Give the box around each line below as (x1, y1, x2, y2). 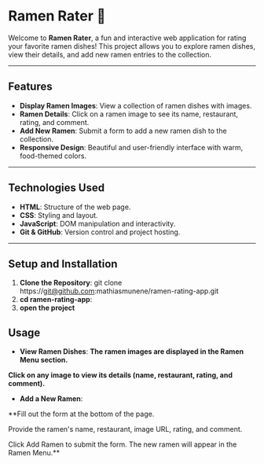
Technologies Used (8, 181, 104, 195)
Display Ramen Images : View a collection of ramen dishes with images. (19, 101, 252, 110)
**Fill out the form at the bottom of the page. (8, 409, 155, 419)
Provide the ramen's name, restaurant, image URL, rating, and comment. (8, 425, 243, 434)
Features (8, 80, 53, 94)
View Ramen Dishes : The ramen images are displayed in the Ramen (19, 347, 244, 356)
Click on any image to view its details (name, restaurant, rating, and (8, 370, 233, 380)
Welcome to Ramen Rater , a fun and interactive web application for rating (8, 33, 247, 42)
